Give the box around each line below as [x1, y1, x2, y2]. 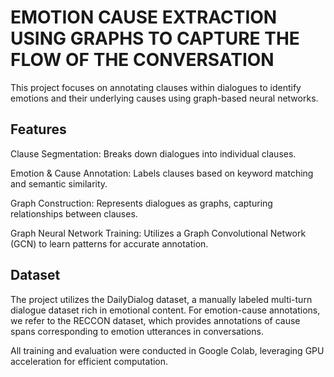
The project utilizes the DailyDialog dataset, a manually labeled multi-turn [10, 293, 313, 305]
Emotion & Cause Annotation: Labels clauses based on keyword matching [10, 167, 314, 179]
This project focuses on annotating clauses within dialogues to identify [10, 81, 302, 93]
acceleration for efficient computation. [10, 355, 169, 367]
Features [10, 121, 67, 138]
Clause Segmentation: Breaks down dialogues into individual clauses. [10, 147, 297, 160]
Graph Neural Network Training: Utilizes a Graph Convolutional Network [10, 227, 307, 239]
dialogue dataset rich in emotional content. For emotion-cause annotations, [10, 304, 321, 316]
